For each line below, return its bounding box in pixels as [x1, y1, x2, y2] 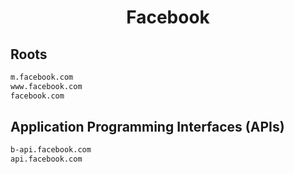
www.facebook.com [10, 81, 83, 91]
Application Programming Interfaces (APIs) [10, 119, 285, 136]
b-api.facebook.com [10, 145, 92, 155]
